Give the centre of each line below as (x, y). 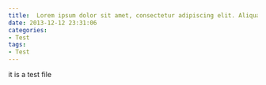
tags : (17, 45)
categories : (28, 30)
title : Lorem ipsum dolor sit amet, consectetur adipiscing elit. (122, 15)
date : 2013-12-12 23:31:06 (53, 23)
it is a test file (30, 74)
